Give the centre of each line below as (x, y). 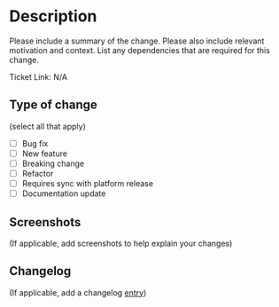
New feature (45, 153)
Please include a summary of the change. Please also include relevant (137, 41)
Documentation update (64, 193)
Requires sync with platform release (87, 183)
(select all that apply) (47, 126)
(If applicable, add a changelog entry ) (78, 292)
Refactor (38, 173)
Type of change (53, 105)
